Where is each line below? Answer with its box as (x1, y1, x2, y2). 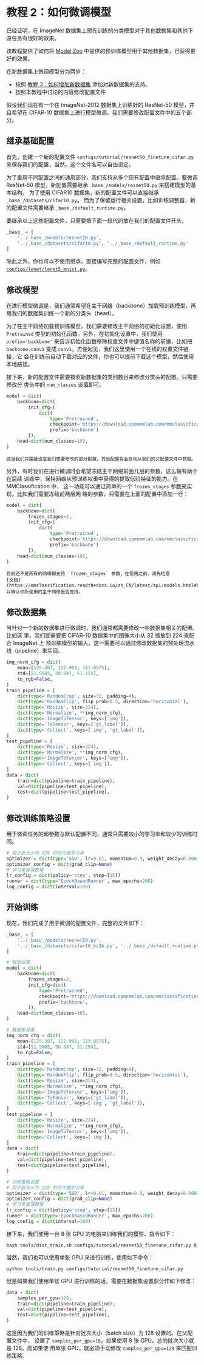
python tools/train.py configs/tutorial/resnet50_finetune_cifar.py (6, 1265, 183, 1272)
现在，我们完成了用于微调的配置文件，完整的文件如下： (6, 919, 144, 927)
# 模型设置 (6, 959, 30, 965)
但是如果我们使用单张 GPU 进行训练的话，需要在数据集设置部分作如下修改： (6, 1277, 196, 1284)
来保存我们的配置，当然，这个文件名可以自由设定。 (6, 160, 134, 168)
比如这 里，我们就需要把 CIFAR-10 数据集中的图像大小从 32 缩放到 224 (6, 632, 183, 639)
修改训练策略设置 (6, 813, 70, 823)
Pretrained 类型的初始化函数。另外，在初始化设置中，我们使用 (6, 330, 163, 338)
